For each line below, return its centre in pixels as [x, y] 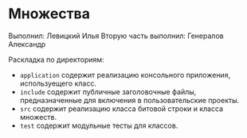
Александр [27, 44]
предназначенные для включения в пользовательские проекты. [129, 100]
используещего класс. [58, 83]
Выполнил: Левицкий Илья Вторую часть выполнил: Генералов [116, 36]
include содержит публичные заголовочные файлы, [108, 91]
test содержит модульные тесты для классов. [99, 125]
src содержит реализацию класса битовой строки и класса [122, 109]
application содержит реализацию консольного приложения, [125, 75]
